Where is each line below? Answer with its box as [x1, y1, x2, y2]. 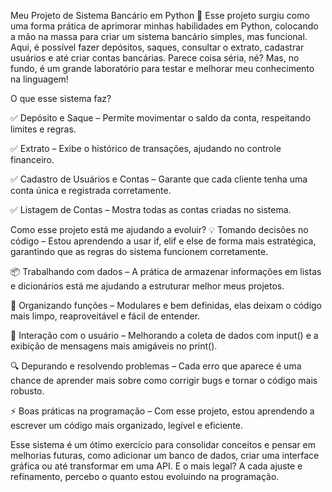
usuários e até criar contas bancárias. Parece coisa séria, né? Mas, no [10, 52, 300, 64]
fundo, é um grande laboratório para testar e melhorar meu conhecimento [10, 63, 315, 74]
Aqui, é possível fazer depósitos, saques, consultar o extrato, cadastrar [10, 41, 305, 53]
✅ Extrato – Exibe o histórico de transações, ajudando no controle [10, 143, 282, 154]
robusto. [10, 385, 45, 397]
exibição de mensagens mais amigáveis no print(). [10, 340, 218, 352]
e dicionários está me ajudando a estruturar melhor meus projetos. [10, 280, 285, 292]
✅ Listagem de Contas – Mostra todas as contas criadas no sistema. [10, 204, 292, 215]
